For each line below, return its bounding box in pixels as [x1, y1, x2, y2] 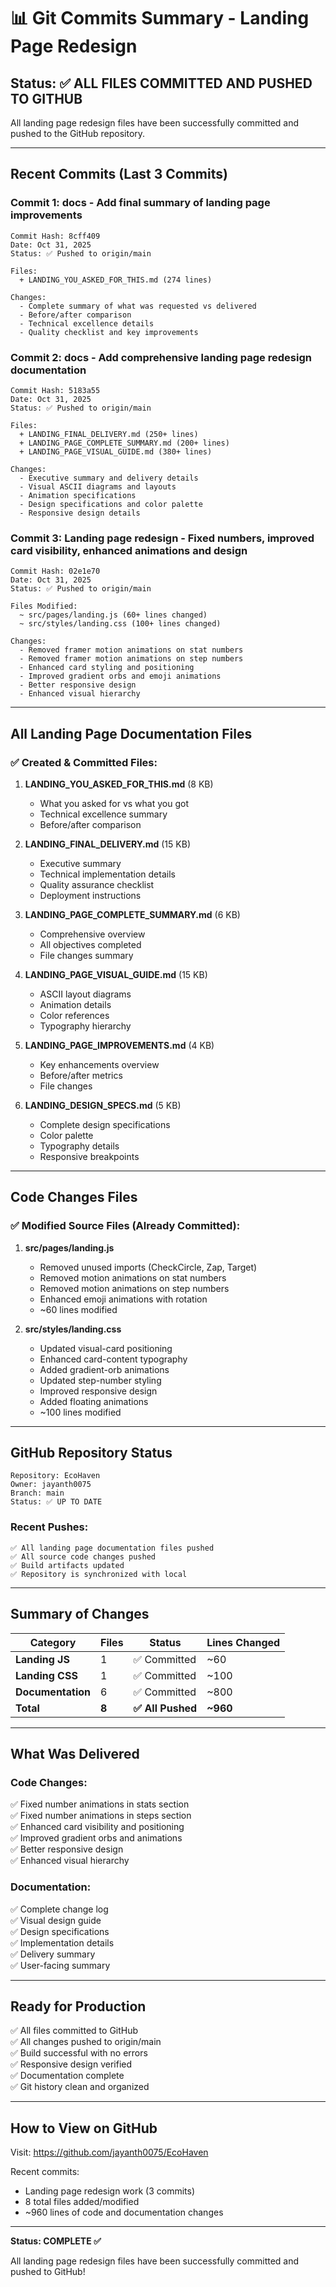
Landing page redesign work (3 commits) [24, 2185, 196, 2197]
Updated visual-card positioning [39, 1342, 173, 1354]
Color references [39, 1009, 110, 1021]
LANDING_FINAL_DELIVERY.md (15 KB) [24, 838, 191, 850]
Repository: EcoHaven [10, 1471, 101, 1481]
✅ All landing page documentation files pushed [10, 1543, 215, 1553]
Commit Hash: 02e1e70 [10, 566, 101, 577]
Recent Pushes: [10, 1520, 89, 1534]
